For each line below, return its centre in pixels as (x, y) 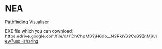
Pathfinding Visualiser (27, 22)
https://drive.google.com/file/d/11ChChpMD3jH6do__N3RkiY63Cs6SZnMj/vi (81, 36)
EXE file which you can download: (39, 31)
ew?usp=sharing (22, 41)
